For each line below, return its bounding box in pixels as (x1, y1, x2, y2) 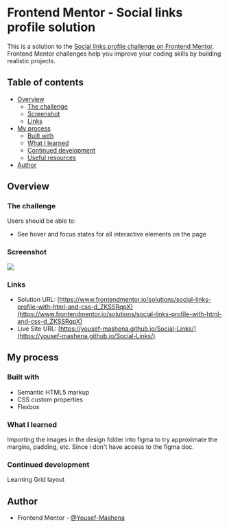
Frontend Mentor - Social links (7, 5, 183, 21)
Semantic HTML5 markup (16, 388, 90, 396)
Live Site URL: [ (16, 324, 61, 333)
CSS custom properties (16, 395, 84, 404)
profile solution (7, 19, 96, 35)
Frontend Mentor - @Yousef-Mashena (16, 514, 125, 522)
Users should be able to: (7, 217, 77, 225)
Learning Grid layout (7, 476, 65, 484)
